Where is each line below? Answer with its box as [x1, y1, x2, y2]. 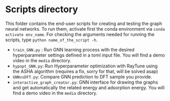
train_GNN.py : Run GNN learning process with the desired [12, 46, 134, 53]
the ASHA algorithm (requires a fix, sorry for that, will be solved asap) [12, 68, 158, 74]
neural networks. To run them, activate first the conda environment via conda [5, 26, 165, 32]
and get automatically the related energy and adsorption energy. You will [12, 84, 165, 90]
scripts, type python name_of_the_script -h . [5, 37, 98, 43]
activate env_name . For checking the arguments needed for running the [5, 31, 155, 37]
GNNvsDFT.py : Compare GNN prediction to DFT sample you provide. [12, 73, 152, 80]
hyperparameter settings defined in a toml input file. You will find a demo [12, 52, 165, 58]
